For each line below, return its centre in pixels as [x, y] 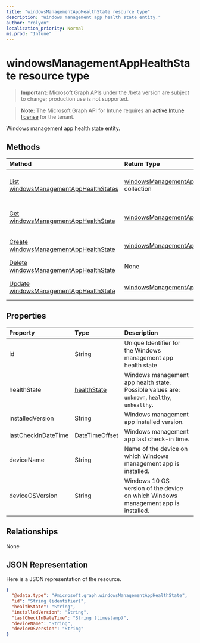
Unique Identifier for [152, 342]
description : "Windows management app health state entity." [84, 17]
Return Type [142, 163]
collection [138, 188]
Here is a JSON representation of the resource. [64, 579]
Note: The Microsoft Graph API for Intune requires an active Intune [102, 110]
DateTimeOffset [96, 435]
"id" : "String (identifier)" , [49, 601]
